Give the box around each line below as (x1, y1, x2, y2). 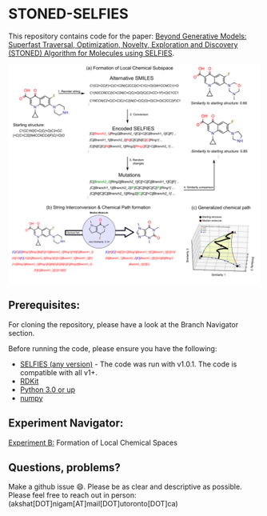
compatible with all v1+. (19, 367, 98, 377)
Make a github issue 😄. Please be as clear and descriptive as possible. (8, 482, 242, 492)
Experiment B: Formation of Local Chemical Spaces (8, 438, 178, 447)
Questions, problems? (8, 461, 122, 474)
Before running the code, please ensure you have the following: (8, 343, 217, 353)
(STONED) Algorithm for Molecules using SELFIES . (8, 48, 175, 58)
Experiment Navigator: (8, 417, 124, 430)
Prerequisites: (8, 298, 80, 312)
